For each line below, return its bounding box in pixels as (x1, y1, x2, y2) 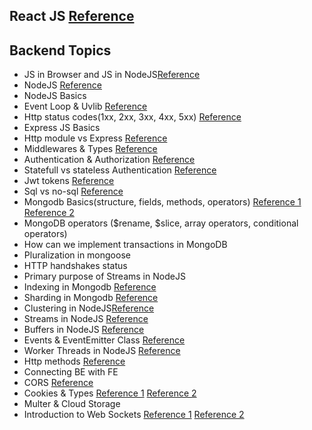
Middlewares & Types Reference (23, 143, 158, 155)
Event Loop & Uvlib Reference (23, 100, 148, 113)
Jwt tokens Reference (23, 175, 115, 187)
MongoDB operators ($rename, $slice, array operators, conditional (23, 217, 299, 229)
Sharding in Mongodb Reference (23, 292, 159, 304)
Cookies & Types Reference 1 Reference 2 (23, 387, 197, 399)
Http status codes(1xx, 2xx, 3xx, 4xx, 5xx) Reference (23, 111, 242, 123)
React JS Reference (9, 8, 135, 25)
